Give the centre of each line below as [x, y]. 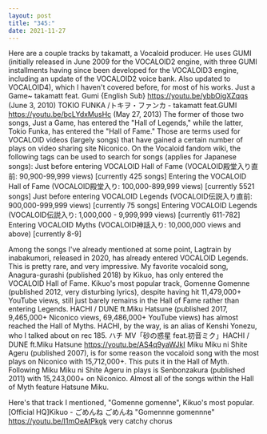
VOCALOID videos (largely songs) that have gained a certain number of [126, 140]
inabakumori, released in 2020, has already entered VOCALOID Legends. [128, 258]
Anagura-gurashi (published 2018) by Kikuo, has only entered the [116, 275]
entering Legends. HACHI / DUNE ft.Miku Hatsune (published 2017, [118, 309]
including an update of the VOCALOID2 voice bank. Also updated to [120, 79]
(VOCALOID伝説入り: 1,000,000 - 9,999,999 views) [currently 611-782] [124, 215]
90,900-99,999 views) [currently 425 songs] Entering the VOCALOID [133, 176]
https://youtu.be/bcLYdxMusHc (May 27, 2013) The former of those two [126, 115]
